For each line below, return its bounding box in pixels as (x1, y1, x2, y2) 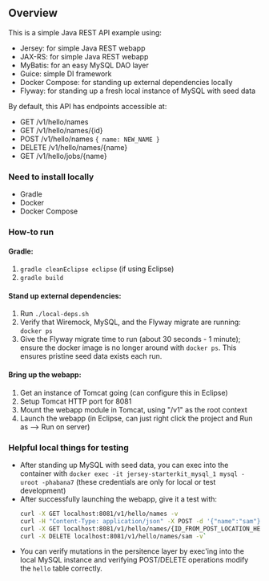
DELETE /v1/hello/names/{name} (19, 142, 128, 152)
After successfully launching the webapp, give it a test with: (19, 494, 218, 504)
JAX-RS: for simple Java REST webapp (19, 51, 149, 61)
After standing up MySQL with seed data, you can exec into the (19, 460, 229, 469)
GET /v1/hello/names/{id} (19, 125, 103, 135)
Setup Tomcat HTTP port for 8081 (19, 396, 132, 406)
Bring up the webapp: (8, 370, 82, 380)
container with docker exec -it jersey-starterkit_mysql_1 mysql (19, 469, 239, 478)
